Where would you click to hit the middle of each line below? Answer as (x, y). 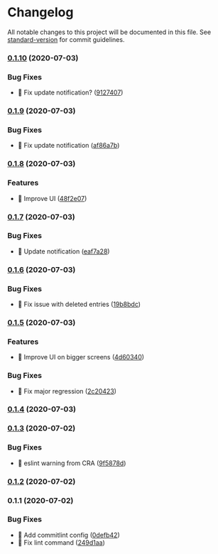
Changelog (40, 12)
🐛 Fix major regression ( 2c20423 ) (67, 391)
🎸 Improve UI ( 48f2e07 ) (52, 198)
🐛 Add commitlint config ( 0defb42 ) (69, 535)
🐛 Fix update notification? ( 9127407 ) (70, 92)
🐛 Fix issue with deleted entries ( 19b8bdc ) (79, 304)
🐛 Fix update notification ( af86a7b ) (69, 146)
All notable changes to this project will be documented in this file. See (109, 32)
